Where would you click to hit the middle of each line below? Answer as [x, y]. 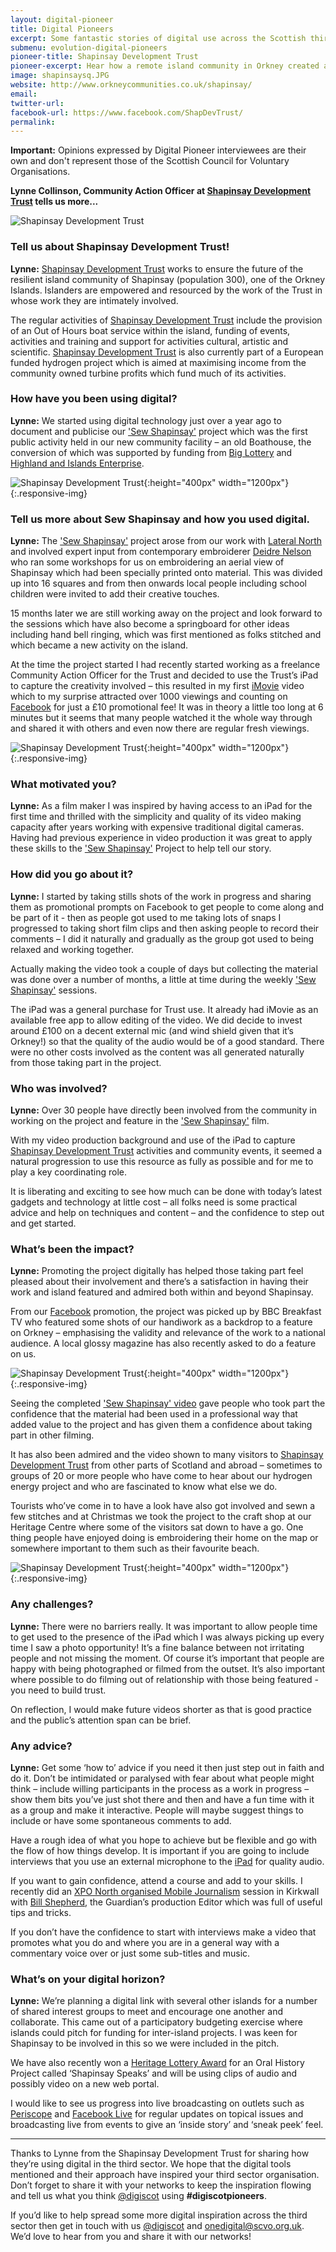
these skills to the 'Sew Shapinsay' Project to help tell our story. [141, 848]
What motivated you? [63, 784]
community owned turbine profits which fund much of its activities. [148, 373]
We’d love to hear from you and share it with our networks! [131, 2237]
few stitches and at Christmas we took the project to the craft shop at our [161, 1517]
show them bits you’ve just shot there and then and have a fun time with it [162, 1799]
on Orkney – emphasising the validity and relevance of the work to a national [168, 1333]
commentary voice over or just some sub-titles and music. [130, 1953]
